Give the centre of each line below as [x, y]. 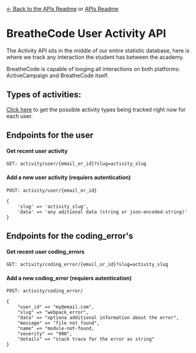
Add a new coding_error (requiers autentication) [69, 278]
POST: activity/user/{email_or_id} [52, 190]
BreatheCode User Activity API [86, 34]
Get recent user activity [37, 151]
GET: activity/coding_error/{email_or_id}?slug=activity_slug [87, 265]
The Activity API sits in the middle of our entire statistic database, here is [98, 50]
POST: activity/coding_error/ [45, 291]
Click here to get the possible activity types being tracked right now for [96, 109]
